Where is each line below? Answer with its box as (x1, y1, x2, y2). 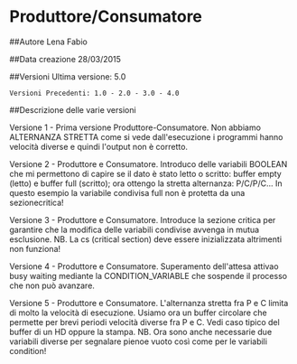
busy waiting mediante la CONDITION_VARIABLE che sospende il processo (9, 270, 287, 281)
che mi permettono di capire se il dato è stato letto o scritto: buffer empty (9, 168, 282, 179)
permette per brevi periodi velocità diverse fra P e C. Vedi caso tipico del (9, 316, 280, 327)
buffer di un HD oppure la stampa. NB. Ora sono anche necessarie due (9, 326, 273, 337)
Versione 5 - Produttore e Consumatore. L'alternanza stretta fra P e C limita (9, 297, 289, 308)
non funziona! (9, 243, 61, 254)
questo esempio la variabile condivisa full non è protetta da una (9, 187, 246, 198)
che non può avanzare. (9, 280, 95, 291)
